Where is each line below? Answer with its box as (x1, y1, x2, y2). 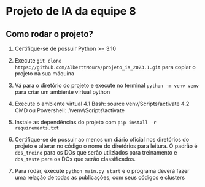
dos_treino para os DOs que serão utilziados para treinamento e (14, 149, 177, 156)
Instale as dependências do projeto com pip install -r (14, 118, 157, 126)
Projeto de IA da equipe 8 (6, 4, 136, 18)
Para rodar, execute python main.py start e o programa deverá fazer (14, 167, 190, 174)
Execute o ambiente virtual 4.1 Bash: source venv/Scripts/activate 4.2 (14, 100, 190, 107)
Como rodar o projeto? (6, 29, 93, 39)
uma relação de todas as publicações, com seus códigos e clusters (14, 174, 185, 181)
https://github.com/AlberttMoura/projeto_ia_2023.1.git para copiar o (14, 63, 196, 71)
